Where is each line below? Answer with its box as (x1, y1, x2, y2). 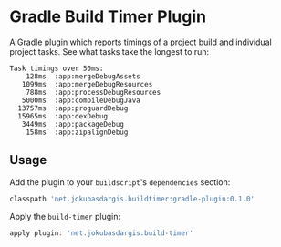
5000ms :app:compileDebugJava (21, 96, 141, 105)
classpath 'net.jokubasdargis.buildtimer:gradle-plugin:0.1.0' (9, 194, 255, 203)
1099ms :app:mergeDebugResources (21, 79, 153, 88)
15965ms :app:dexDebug (17, 111, 108, 120)
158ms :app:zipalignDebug (26, 128, 129, 137)
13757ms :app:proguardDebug (17, 103, 129, 113)
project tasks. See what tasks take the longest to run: (9, 46, 210, 57)
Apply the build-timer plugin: (9, 211, 121, 221)
